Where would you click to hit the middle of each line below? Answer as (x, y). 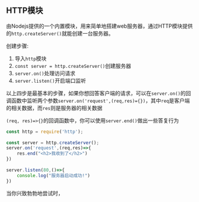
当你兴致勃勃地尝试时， (35, 193)
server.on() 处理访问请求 (45, 73)
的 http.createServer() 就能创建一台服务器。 (60, 33)
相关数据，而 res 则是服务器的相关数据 (57, 107)
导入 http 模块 (31, 58)
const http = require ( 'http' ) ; (45, 132)
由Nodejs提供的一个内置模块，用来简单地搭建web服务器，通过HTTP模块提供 (99, 26)
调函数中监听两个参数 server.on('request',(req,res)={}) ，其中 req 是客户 (95, 100)
